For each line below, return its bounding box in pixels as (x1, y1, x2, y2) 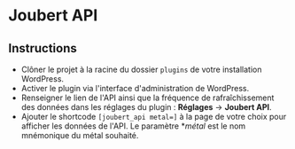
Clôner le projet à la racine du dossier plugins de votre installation (20, 64, 262, 74)
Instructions (8, 41, 77, 56)
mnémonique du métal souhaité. (20, 130, 139, 140)
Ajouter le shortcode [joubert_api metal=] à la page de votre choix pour (20, 112, 287, 122)
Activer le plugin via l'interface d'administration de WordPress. (20, 83, 250, 93)
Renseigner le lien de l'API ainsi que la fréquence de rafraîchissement (20, 92, 275, 103)
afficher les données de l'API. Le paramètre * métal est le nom (20, 121, 246, 131)
